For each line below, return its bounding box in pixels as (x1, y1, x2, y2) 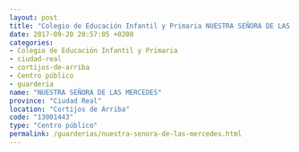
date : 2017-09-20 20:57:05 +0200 (9, 30, 134, 38)
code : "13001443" (9, 113, 74, 122)
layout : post (9, 13, 58, 22)
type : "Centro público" (9, 122, 98, 131)
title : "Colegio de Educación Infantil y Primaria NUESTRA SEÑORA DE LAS (9, 21, 291, 30)
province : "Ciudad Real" (9, 96, 102, 106)
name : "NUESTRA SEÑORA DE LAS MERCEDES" (9, 88, 163, 97)
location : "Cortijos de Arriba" (9, 105, 130, 114)
